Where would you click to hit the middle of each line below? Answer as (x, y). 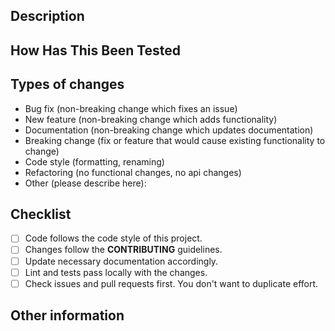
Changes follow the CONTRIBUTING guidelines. (123, 250)
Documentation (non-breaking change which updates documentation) (169, 130)
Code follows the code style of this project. (113, 238)
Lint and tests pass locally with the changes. (116, 272)
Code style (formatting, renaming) (94, 161)
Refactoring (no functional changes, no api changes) (133, 172)
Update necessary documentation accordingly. (121, 261)
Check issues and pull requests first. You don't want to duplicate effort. (171, 283)
